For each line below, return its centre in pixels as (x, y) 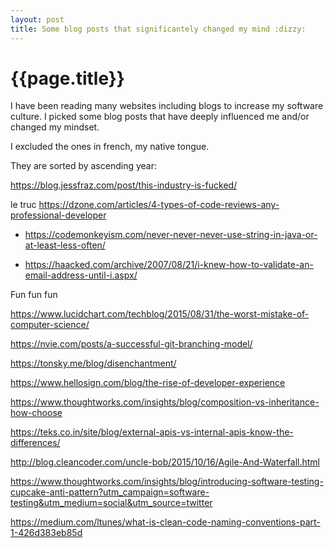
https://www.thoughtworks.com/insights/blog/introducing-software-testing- (167, 482)
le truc (23, 205)
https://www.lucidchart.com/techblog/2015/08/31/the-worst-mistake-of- (160, 314)
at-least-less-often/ (65, 245)
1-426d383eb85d (46, 533)
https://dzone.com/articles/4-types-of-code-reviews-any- (159, 205)
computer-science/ (50, 325)
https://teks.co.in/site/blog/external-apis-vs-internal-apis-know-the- (152, 432)
